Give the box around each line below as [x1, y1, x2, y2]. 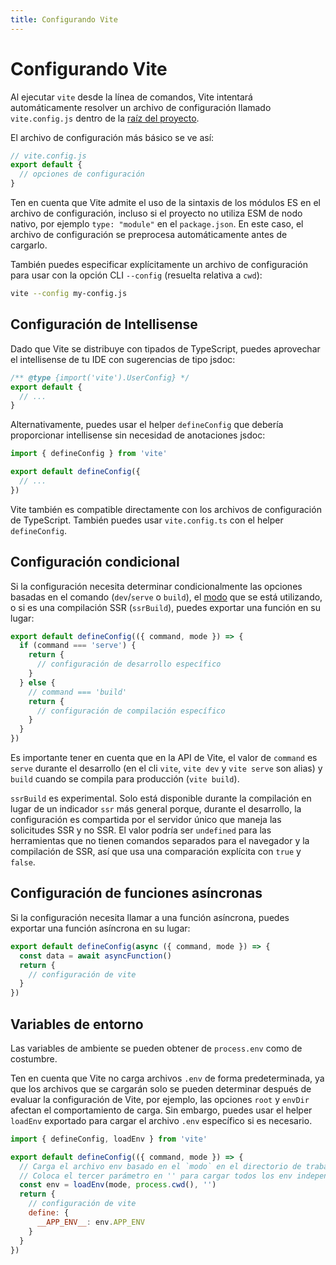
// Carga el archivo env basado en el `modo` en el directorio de [19, 1161, 302, 1171]
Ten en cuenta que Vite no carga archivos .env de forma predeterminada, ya [10, 1072, 325, 1084]
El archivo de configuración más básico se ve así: [10, 131, 215, 143]
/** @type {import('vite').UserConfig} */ [10, 372, 190, 383]
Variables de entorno [10, 1016, 144, 1033]
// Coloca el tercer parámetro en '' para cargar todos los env [19, 1171, 293, 1181]
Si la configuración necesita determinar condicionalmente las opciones [10, 580, 303, 592]
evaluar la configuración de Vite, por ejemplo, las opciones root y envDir [10, 1093, 310, 1105]
